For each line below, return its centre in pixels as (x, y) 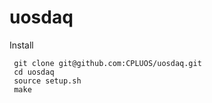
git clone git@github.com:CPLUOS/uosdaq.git (107, 63)
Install (21, 45)
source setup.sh (47, 81)
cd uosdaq (34, 72)
